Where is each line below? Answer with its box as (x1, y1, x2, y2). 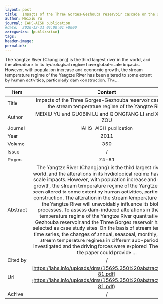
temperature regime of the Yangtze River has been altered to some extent (5, 72, 152, 78)
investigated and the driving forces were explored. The (33, 243, 158, 250)
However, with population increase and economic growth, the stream (5, 66, 143, 73)
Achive (7, 290, 23, 297)
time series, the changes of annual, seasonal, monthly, (33, 231, 158, 238)
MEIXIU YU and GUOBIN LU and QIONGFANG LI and (35, 111, 154, 117)
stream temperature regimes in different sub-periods (40, 237, 161, 243)
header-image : (5, 39, 34, 44)
